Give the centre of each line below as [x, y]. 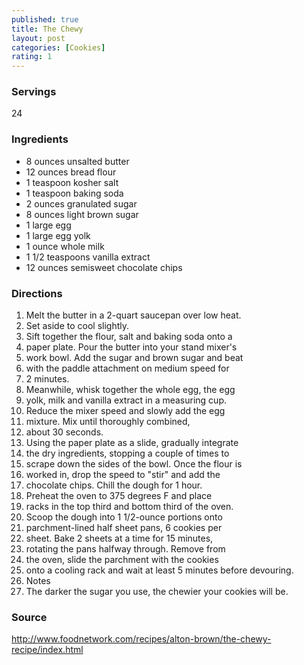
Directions [37, 293]
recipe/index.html [47, 650]
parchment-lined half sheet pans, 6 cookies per [124, 528]
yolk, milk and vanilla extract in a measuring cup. [126, 400]
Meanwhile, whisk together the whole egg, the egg [130, 390]
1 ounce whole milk [65, 246]
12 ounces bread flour [71, 172]
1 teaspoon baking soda [74, 193]
